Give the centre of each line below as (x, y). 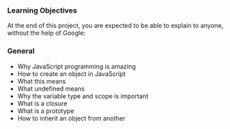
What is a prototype (46, 111)
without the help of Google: (46, 33)
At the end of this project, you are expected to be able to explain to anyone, (115, 26)
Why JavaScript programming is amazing (76, 66)
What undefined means (51, 89)
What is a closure (42, 103)
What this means (41, 81)
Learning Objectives (43, 10)
